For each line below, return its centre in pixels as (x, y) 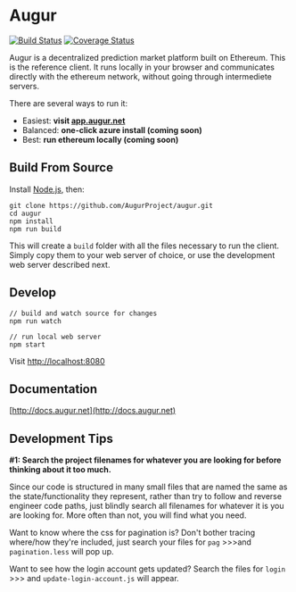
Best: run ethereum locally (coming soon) (100, 139)
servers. (25, 86)
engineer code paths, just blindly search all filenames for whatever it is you (147, 506)
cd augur (25, 213)
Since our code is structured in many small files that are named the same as (148, 487)
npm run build (36, 229)
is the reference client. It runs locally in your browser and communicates (142, 67)
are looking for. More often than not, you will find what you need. (128, 515)
